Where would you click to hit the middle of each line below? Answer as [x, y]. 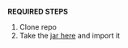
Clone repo [38, 27]
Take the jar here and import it [70, 36]
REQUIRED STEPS [38, 12]
